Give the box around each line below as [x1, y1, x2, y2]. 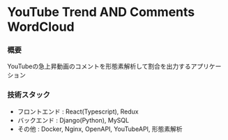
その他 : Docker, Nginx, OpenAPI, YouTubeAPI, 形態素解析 [17, 125, 183, 133]
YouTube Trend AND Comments [7, 4, 195, 20]
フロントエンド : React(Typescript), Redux [17, 107, 139, 116]
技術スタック [7, 90, 51, 100]
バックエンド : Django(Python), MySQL [17, 116, 130, 124]
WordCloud [7, 19, 75, 35]
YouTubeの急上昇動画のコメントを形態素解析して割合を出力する [7, 62, 191, 70]
